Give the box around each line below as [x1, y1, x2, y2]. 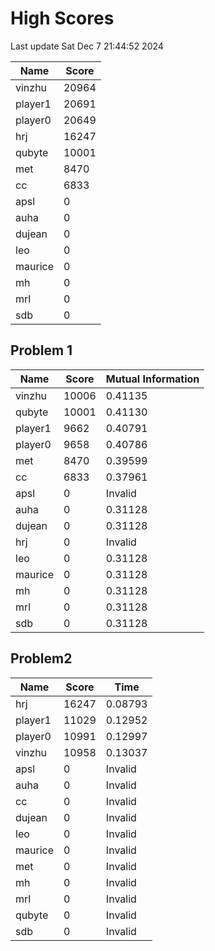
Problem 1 [10, 342, 73, 359]
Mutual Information [105, 372, 200, 386]
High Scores [10, 7, 115, 30]
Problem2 [10, 650, 73, 667]
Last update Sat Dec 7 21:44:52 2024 [10, 40, 164, 52]
